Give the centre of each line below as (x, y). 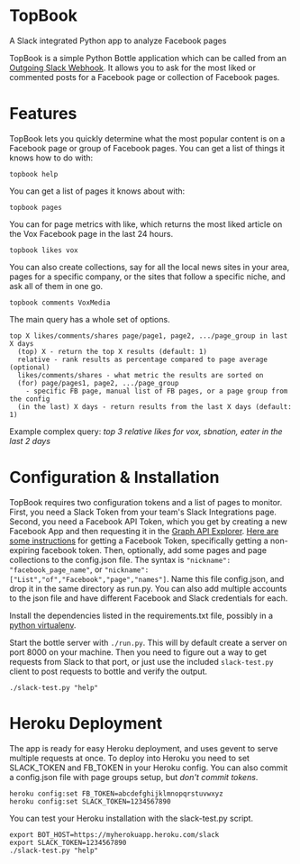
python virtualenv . (43, 625)
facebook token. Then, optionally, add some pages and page (155, 550)
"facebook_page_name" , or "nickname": (79, 569)
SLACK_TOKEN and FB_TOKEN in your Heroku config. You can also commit (149, 768)
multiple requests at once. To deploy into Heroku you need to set (130, 758)
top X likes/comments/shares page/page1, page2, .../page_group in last (149, 336)
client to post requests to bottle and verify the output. (109, 671)
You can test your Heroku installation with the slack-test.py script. (132, 818)
